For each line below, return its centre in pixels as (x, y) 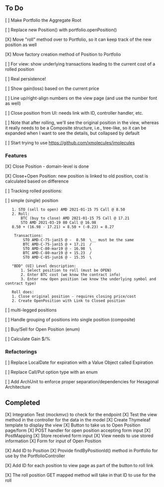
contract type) (21, 283)
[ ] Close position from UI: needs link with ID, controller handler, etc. (74, 113)
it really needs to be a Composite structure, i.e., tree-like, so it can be (76, 128)
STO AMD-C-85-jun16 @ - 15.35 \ (57, 258)
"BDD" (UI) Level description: (44, 266)
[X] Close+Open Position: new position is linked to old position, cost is (77, 176)
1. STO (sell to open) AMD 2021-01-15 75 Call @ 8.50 (68, 210)
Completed (23, 402)
